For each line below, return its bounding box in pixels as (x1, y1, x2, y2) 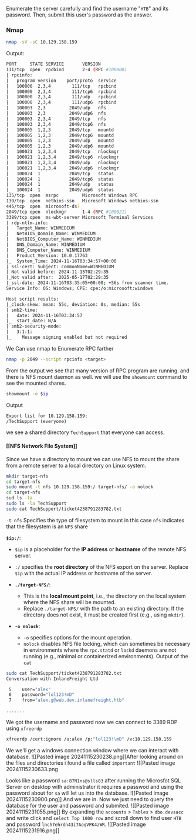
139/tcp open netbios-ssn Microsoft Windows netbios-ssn (6, 198, 159, 204)
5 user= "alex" (8, 686, 51, 692)
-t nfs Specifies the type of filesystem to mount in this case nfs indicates (6, 516, 185, 524)
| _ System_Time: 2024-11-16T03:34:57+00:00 (6, 258, 117, 264)
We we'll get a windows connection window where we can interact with (6, 746, 179, 754)
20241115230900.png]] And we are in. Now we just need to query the (6, 795, 174, 802)
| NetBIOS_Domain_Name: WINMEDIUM (6, 231, 96, 237)
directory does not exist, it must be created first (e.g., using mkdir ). (23, 611, 185, 618)
